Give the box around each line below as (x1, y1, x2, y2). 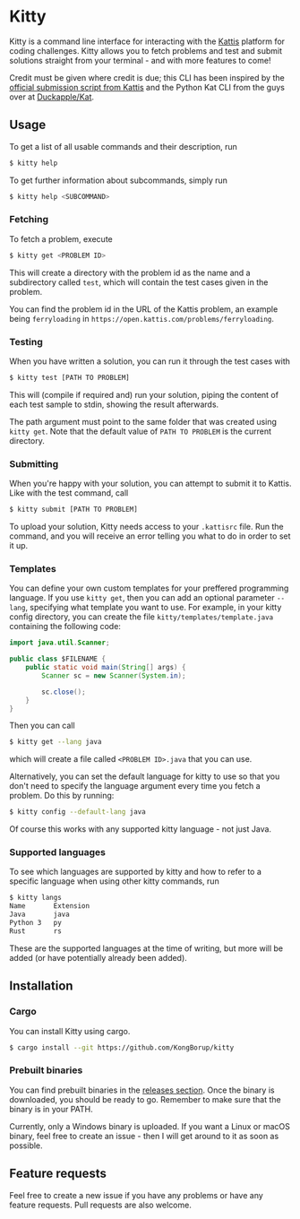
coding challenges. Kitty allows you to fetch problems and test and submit (9, 45, 282, 56)
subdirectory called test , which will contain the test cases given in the (9, 276, 269, 288)
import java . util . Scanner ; (9, 638, 110, 647)
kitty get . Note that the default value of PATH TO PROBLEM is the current (9, 426, 271, 437)
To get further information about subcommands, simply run (9, 175, 228, 186)
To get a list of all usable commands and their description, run (9, 141, 237, 151)
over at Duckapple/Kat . (9, 91, 95, 102)
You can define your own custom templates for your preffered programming (9, 583, 289, 593)
